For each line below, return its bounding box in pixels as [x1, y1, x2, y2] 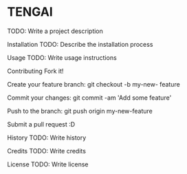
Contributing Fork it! [7, 67, 64, 75]
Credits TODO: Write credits [7, 146, 86, 155]
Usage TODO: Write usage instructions [7, 53, 117, 62]
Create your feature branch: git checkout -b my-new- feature [7, 80, 180, 88]
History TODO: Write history [7, 133, 87, 142]
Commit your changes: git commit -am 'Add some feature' [7, 94, 172, 102]
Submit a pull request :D [7, 120, 76, 128]
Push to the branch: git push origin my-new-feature [7, 107, 153, 115]
